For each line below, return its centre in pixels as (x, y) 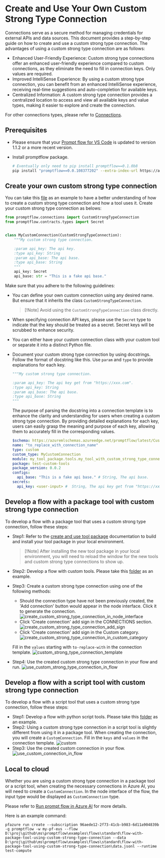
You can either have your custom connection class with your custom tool (86, 339)
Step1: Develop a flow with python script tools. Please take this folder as (85, 717)
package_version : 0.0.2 (37, 468)
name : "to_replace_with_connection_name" (55, 445)
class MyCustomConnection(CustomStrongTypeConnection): (63, 235)
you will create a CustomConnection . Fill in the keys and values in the (80, 738)
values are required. (32, 74)
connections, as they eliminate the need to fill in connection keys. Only (84, 68)
